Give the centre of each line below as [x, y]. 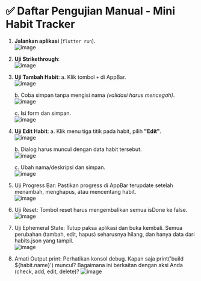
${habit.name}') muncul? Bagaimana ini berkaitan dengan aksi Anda [98, 265]
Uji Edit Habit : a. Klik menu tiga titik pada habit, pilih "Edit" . [88, 131]
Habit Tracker [40, 24]
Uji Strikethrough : [37, 59]
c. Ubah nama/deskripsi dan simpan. [60, 167]
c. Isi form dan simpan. [43, 113]
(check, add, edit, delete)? [47, 271]
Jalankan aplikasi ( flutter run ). [55, 41]
